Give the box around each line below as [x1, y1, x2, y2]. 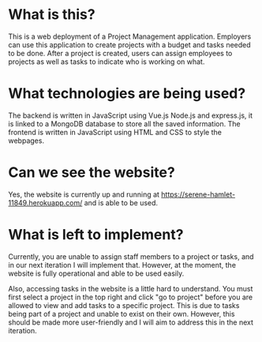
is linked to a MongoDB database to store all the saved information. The [8, 118, 241, 128]
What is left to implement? [8, 226, 184, 243]
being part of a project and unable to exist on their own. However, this [8, 309, 235, 318]
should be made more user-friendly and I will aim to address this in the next [8, 318, 254, 327]
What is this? [8, 6, 96, 24]
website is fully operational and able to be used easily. [8, 269, 185, 278]
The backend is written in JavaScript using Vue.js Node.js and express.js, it [8, 111, 253, 120]
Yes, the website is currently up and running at [8, 190, 160, 199]
